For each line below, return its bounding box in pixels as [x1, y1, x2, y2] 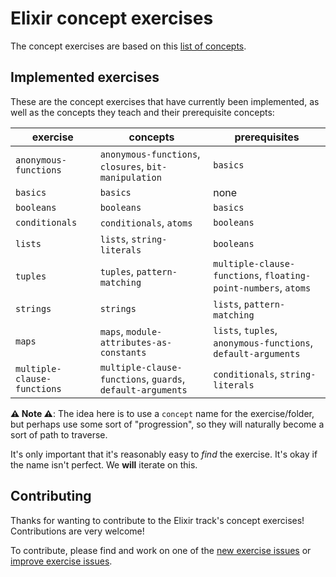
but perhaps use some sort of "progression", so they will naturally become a [10, 418, 325, 430]
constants [99, 347, 147, 358]
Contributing [10, 488, 92, 505]
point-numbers [213, 282, 280, 294]
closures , [99, 159, 145, 173]
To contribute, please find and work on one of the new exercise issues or [10, 544, 312, 556]
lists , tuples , [213, 323, 278, 337]
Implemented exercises [10, 69, 160, 86]
